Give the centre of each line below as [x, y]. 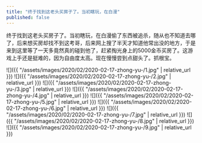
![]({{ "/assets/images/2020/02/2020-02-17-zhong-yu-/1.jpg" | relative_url [99, 70]
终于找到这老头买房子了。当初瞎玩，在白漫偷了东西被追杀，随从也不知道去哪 [101, 35]
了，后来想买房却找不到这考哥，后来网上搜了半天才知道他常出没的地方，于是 [101, 43]
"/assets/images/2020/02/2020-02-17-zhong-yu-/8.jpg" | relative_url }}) [104, 121]
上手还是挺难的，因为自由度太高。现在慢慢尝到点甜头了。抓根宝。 [93, 58]
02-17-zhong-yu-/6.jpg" [36, 108]
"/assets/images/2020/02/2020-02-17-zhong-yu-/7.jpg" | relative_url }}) [96, 114]
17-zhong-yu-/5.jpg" [32, 102]
